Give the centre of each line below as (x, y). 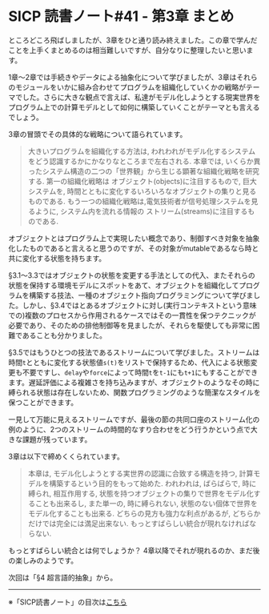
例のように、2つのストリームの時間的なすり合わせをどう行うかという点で (129, 429)
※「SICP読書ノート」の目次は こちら (68, 602)
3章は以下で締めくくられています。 (66, 456)
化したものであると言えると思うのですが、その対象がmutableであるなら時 (130, 248)
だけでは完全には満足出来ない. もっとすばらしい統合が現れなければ (139, 523)
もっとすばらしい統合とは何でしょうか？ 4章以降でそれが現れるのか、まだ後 (134, 550)
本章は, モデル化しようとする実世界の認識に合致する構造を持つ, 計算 (141, 473)
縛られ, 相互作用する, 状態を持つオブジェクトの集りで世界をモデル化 (141, 493)
